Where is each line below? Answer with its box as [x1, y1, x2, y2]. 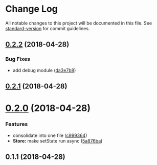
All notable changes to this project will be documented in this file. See [5, 20, 152, 26]
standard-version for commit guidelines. [5, 25, 90, 31]
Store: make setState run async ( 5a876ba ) [12, 137, 103, 144]
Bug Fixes [5, 56, 31, 63]
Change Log [5, 3, 58, 15]
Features [5, 121, 28, 128]
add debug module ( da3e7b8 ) [12, 67, 76, 73]
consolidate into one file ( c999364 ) [12, 132, 87, 138]
